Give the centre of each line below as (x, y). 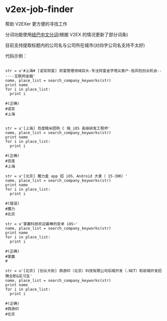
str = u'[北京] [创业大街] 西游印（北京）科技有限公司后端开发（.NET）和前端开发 (82, 271)
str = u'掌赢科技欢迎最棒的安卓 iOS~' (42, 224)
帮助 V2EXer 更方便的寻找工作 (36, 24)
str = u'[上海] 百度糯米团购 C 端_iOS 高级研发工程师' (58, 128)
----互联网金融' (20, 76)
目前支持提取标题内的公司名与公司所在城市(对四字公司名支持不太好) (75, 45)
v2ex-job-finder (39, 9)
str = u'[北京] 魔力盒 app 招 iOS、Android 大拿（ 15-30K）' (66, 176)
